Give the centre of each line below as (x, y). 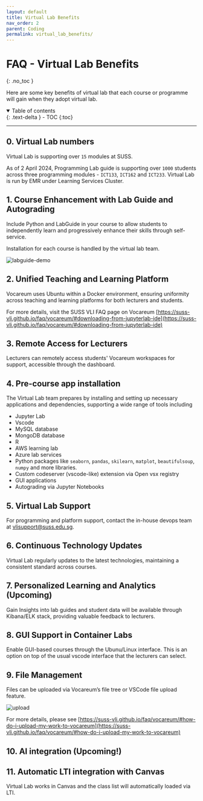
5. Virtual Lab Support (48, 506)
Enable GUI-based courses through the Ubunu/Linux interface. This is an (97, 649)
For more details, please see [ (43, 719)
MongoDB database (40, 436)
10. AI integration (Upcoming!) (64, 751)
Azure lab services (38, 455)
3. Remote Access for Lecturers (67, 343)
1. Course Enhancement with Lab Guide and (90, 200)
